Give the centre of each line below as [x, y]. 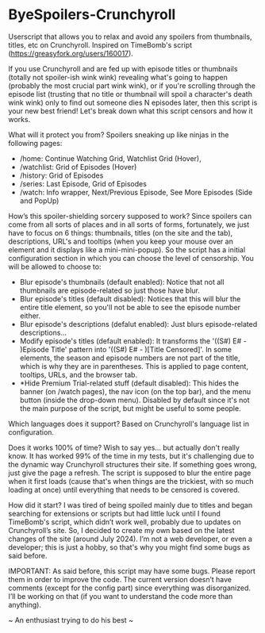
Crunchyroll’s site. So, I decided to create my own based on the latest [122, 530]
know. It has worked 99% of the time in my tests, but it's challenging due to [131, 456]
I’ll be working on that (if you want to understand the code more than [121, 596]
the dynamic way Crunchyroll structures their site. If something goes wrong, [132, 464]
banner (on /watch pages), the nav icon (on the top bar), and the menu [135, 391]
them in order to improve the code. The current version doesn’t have [120, 579]
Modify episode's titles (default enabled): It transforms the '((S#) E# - [133, 341]
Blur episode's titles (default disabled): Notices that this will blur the [130, 298]
